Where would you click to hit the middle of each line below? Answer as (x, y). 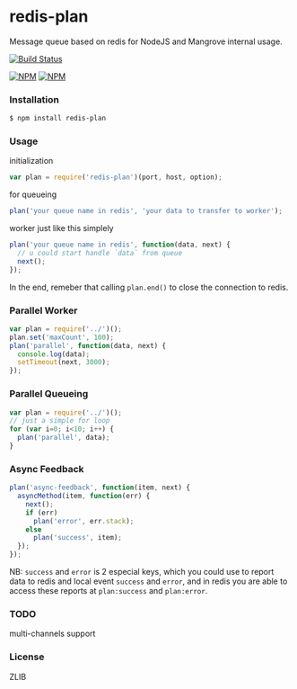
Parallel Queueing (49, 394)
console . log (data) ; (54, 354)
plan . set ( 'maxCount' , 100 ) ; (62, 337)
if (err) (42, 513)
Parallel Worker (44, 310)
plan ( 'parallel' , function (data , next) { (88, 345)
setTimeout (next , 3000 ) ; (64, 362)
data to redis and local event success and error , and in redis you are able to (148, 581)
